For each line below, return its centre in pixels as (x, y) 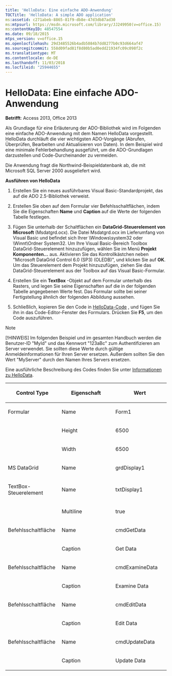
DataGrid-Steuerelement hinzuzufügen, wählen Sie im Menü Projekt (85, 249)
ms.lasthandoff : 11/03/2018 (35, 63)
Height (70, 431)
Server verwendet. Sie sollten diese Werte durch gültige (64, 349)
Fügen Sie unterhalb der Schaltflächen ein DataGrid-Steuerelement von (89, 227)
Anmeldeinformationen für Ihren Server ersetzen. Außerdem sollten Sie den (85, 354)
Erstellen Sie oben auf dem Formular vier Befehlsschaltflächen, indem (86, 206)
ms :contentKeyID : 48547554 (34, 29)
